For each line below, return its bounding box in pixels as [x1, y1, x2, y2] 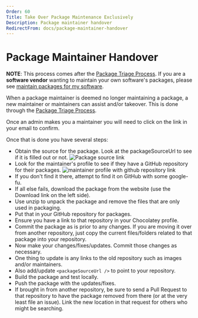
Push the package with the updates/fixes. [14, 280, 116, 287]
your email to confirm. [6, 125, 60, 132]
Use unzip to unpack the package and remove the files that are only [14, 198, 180, 205]
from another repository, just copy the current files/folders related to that [14, 229, 192, 237]
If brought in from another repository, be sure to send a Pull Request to [14, 286, 187, 293]
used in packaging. [14, 204, 61, 211]
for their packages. [14, 166, 61, 174]
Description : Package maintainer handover [6, 20, 112, 25]
